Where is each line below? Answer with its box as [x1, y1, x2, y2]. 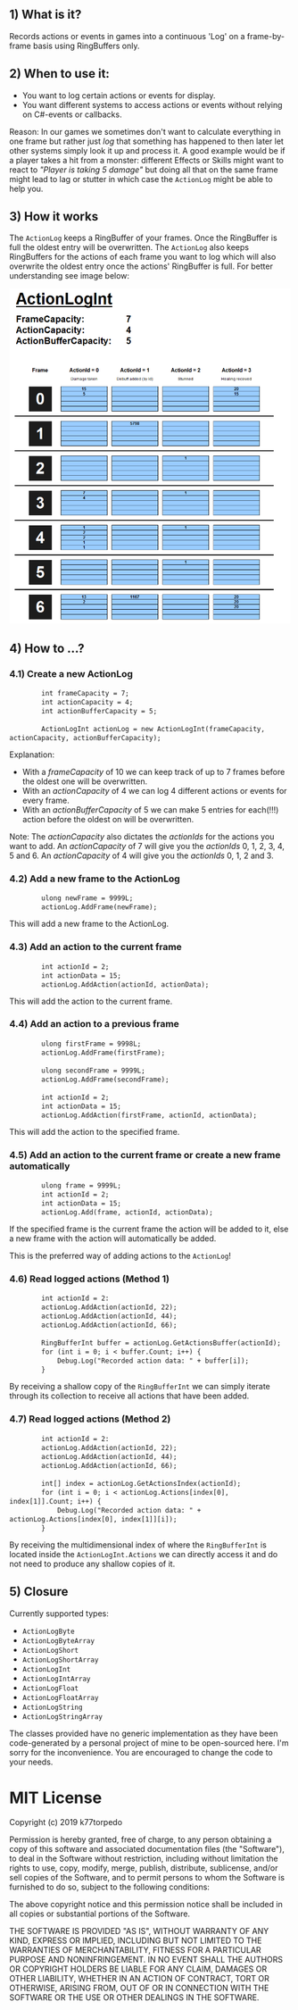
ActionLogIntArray [21, 1674, 91, 1683]
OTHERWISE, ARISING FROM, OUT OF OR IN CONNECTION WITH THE [9, 1982, 269, 1994]
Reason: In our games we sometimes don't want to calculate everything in [9, 126, 281, 137]
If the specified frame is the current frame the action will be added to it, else [9, 1223, 289, 1235]
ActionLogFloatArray [21, 1693, 99, 1702]
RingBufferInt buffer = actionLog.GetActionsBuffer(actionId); [41, 1339, 281, 1347]
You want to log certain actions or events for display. [21, 89, 216, 101]
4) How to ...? [9, 640, 85, 655]
